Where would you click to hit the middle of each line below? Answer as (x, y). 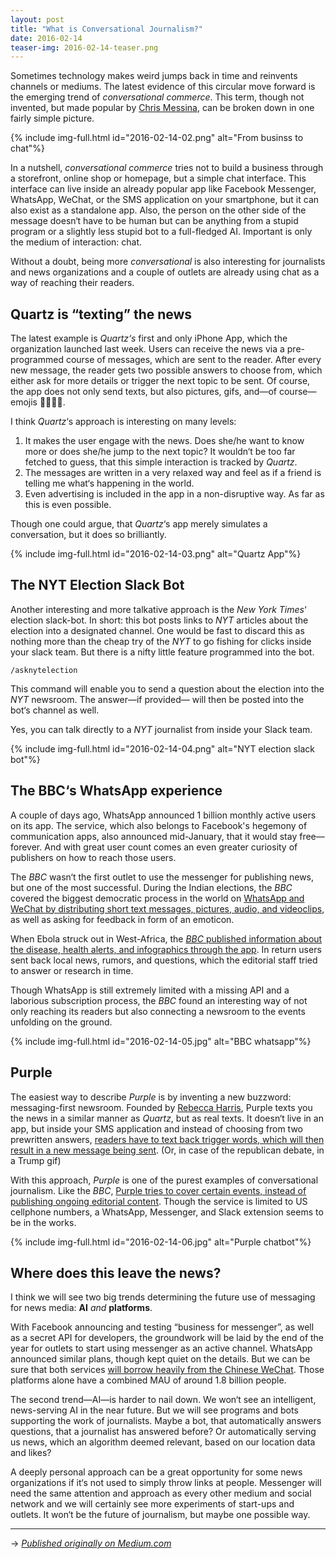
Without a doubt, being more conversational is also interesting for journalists (168, 262)
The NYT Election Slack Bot (97, 585)
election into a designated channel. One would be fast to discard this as (157, 630)
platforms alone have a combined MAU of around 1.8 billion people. (148, 1380)
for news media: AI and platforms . (81, 1308)
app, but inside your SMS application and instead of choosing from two (157, 1128)
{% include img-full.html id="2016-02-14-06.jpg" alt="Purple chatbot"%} (161, 1242)
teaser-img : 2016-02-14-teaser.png (84, 47)
